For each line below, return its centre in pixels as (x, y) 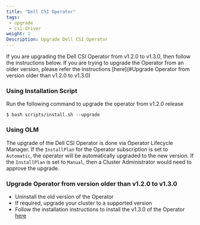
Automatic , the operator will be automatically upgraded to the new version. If (100, 155)
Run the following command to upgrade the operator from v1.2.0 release (95, 104)
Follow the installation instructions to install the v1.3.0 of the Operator (100, 209)
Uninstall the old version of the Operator (64, 196)
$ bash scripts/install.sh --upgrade (53, 115)
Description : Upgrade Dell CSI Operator (57, 39)
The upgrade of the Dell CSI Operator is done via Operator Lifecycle (90, 143)
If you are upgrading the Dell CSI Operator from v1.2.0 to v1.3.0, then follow (99, 56)
